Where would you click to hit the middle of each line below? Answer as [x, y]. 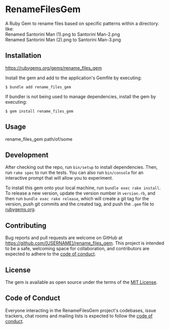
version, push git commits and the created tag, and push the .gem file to [80, 204]
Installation [23, 56]
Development [27, 155]
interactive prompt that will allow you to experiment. [59, 178]
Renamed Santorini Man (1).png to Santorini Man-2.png [63, 34]
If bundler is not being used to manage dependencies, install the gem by [81, 96]
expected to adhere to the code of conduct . [51, 254]
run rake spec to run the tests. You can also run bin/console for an [74, 173]
